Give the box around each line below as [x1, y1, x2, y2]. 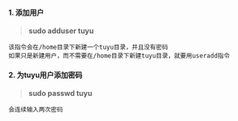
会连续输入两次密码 [8, 106, 63, 114]
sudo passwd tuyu [28, 89, 93, 98]
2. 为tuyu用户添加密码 [8, 70, 83, 80]
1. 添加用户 [8, 7, 45, 17]
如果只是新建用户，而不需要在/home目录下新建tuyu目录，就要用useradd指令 [8, 52, 230, 60]
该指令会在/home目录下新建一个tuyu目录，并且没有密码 [8, 43, 169, 52]
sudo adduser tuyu [28, 26, 94, 36]
